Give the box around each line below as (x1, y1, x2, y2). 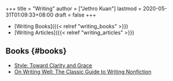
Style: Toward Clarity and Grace (14, 61, 92, 69)
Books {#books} (5, 46, 67, 56)
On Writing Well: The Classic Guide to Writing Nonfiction (14, 68, 152, 75)
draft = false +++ (55, 11, 97, 18)
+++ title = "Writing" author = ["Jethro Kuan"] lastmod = (5, 5, 142, 12)
